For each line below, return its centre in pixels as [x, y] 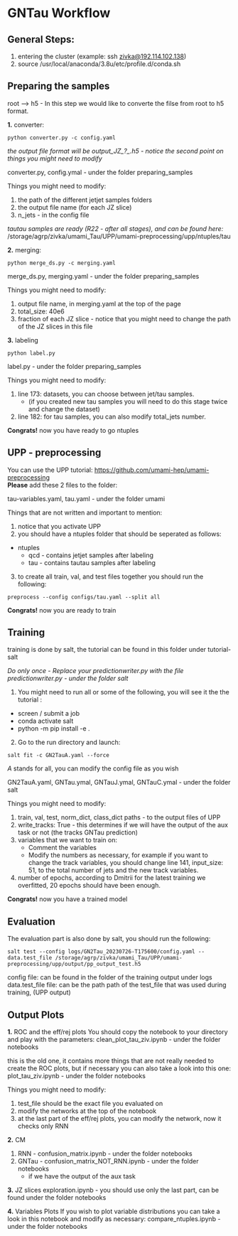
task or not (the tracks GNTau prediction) [78, 832]
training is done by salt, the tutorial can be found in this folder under [107, 650]
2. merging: [24, 249]
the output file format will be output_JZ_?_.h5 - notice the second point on [115, 151]
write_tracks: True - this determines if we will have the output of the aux [123, 825]
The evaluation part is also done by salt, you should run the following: [109, 939]
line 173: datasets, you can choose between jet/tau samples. [106, 394]
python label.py [31, 353]
